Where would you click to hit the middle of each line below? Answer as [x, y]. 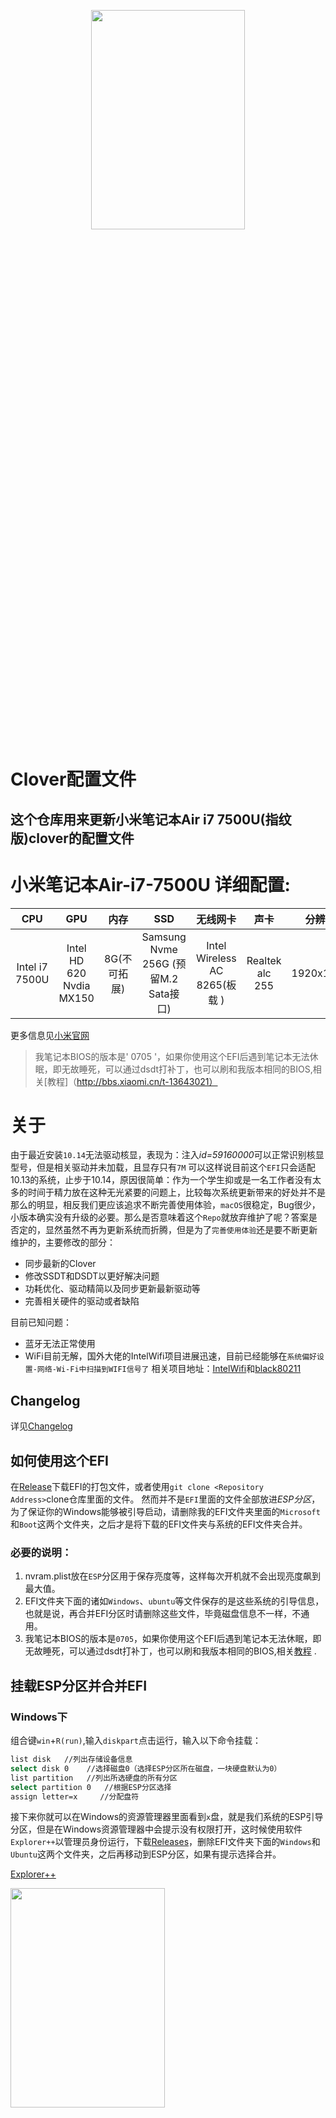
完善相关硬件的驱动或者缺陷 [82, 1301]
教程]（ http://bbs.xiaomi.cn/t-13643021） [132, 1081]
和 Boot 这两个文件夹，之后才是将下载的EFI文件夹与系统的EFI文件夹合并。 [159, 1524]
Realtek [264, 960]
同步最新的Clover [60, 1264]
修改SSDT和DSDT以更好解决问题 [92, 1276]
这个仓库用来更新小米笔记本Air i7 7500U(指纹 [151, 819]
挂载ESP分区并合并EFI [79, 1685]
